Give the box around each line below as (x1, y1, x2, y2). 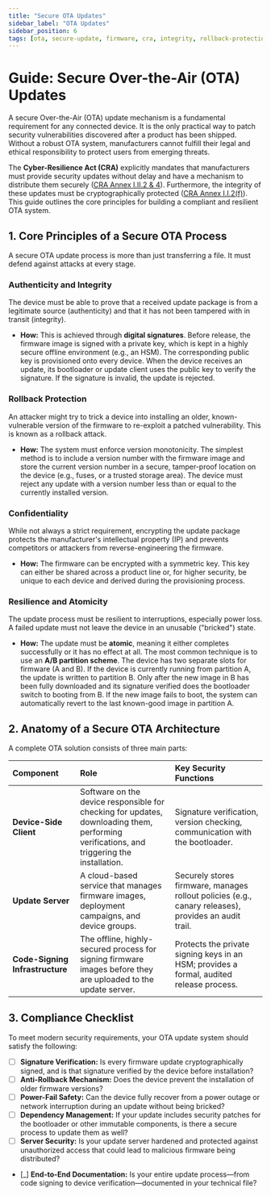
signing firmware (79, 954, 144, 964)
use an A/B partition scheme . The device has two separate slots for (19, 655, 248, 666)
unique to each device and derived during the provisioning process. (19, 575, 246, 585)
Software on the (79, 786, 141, 797)
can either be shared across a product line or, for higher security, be (19, 567, 248, 577)
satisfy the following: (8, 1041, 78, 1051)
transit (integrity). (8, 315, 66, 324)
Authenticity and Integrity (8, 279, 113, 291)
